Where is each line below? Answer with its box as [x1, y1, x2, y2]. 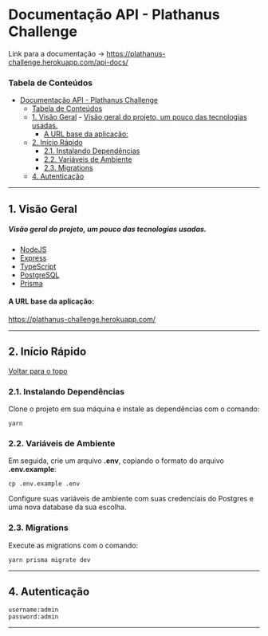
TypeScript [19, 261, 57, 271]
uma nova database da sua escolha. [8, 502, 127, 512]
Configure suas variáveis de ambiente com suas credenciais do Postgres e [8, 494, 254, 504]
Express [19, 253, 47, 262]
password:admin [8, 613, 59, 621]
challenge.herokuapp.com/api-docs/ [8, 57, 129, 67]
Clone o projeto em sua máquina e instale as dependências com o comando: [8, 404, 260, 414]
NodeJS [19, 245, 47, 254]
